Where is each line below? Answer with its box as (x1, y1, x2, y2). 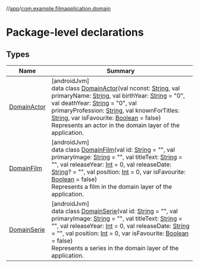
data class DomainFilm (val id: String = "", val (51, 146, 175, 153)
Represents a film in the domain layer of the (51, 183, 172, 191)
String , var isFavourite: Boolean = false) (51, 114, 161, 122)
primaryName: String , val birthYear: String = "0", (51, 92, 185, 99)
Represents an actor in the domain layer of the (51, 121, 180, 129)
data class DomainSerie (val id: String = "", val (51, 207, 178, 215)
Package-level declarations (6, 26, 144, 39)
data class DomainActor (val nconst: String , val (51, 84, 180, 92)
